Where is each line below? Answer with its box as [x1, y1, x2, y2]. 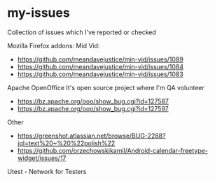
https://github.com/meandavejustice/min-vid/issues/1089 [17, 55, 183, 64]
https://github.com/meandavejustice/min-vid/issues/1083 [17, 70, 183, 78]
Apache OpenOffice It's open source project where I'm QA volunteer [7, 83, 204, 92]
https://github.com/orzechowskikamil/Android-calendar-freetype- [17, 146, 208, 154]
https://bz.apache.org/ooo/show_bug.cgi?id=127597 [17, 104, 169, 113]
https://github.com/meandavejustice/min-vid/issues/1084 [17, 62, 184, 71]
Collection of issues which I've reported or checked [7, 28, 156, 36]
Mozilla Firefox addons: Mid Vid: [7, 41, 100, 50]
